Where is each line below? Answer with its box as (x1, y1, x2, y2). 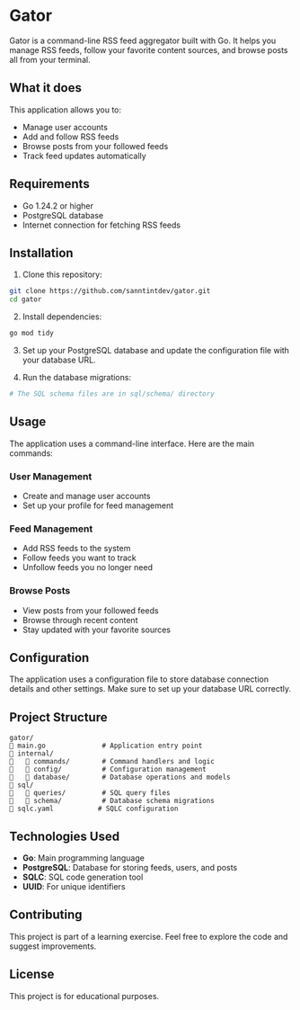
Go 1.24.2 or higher (22, 200, 94, 211)
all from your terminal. (9, 54, 92, 65)
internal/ (9, 749, 54, 758)
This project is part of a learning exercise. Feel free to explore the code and (9, 931, 288, 942)
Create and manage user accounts (22, 490, 151, 501)
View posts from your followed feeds (22, 604, 159, 616)
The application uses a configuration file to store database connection (9, 674, 269, 684)
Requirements (9, 176, 90, 192)
